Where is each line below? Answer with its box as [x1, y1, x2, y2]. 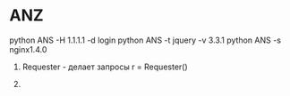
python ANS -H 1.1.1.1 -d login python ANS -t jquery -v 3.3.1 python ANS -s [9, 35, 282, 45]
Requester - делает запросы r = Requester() [21, 61, 188, 72]
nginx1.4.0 [9, 44, 47, 54]
